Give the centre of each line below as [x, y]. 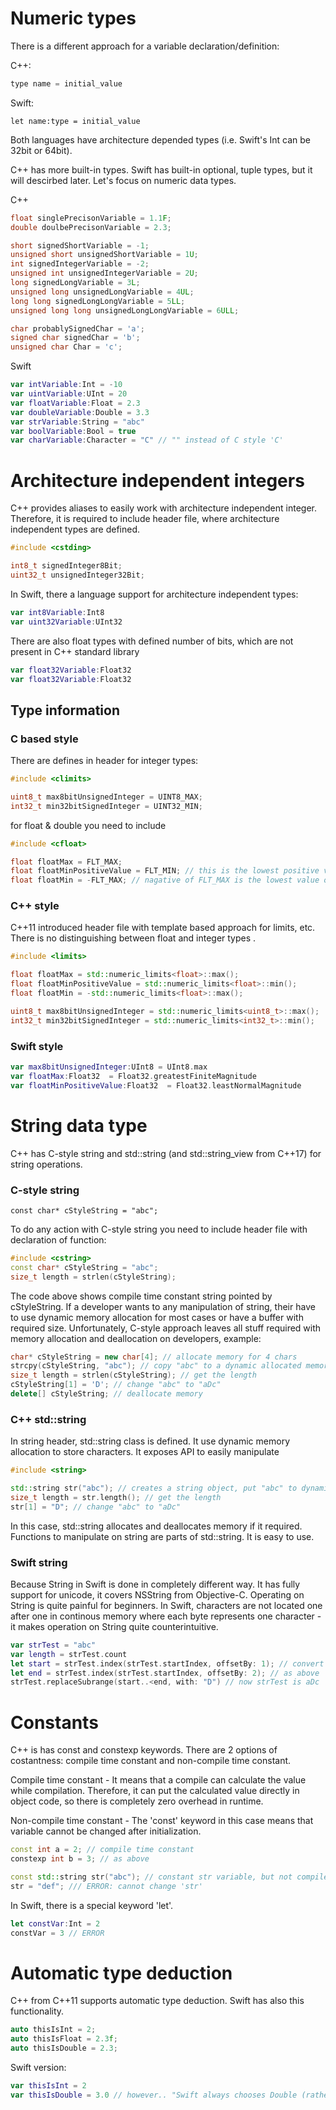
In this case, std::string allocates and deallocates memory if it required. [156, 1526]
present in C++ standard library [75, 651]
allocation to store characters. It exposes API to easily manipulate [145, 1452]
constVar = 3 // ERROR [57, 1933]
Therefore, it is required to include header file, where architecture [145, 519]
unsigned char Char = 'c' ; [66, 347]
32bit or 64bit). [41, 150]
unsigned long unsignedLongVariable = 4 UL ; [102, 292]
